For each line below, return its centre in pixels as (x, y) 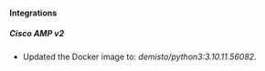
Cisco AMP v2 (37, 34)
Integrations (33, 13)
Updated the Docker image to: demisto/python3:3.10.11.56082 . (140, 56)
